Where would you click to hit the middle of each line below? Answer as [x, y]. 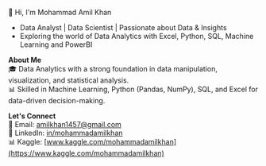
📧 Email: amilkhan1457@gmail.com [65, 124]
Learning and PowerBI [56, 44]
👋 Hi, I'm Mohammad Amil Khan [60, 12]
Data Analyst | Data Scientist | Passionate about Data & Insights [123, 27]
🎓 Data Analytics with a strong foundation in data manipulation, [113, 69]
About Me [25, 60]
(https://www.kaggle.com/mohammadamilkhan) [86, 153]
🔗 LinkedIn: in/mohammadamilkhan [66, 133]
